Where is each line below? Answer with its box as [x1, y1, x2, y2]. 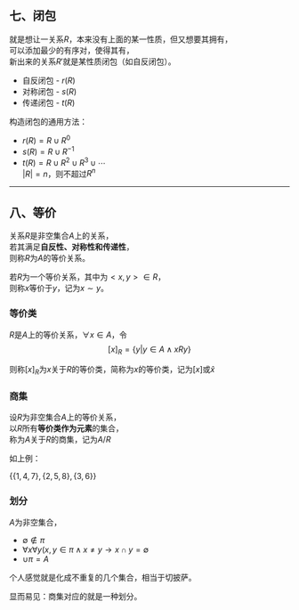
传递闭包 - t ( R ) [21, 97, 76, 108]
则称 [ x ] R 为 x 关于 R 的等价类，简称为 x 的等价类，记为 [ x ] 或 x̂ [9, 364, 215, 377]
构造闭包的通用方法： [9, 116, 87, 126]
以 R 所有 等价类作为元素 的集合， [9, 423, 125, 434]
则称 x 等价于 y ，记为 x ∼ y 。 [9, 283, 109, 294]
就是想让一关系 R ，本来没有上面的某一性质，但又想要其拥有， [9, 34, 233, 45]
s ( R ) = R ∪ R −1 [21, 145, 75, 158]
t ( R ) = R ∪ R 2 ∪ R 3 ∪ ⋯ [21, 156, 107, 167]
